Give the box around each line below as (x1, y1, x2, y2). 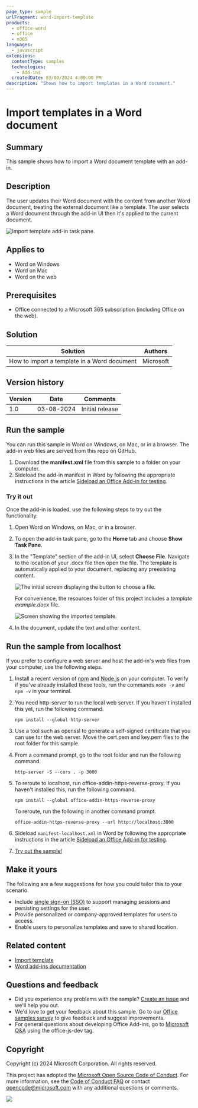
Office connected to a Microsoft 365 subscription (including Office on (14, 306, 185, 313)
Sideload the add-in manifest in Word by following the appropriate (14, 471, 176, 478)
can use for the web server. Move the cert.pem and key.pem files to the (14, 734, 189, 741)
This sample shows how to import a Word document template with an (6, 158, 175, 165)
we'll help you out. (14, 1002, 60, 1009)
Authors (144, 347, 168, 355)
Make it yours (6, 865, 57, 875)
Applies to (6, 245, 45, 255)
